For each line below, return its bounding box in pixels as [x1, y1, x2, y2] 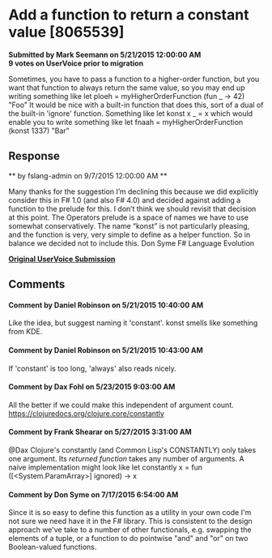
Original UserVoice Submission [8, 254, 116, 264]
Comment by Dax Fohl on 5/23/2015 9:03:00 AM [8, 382, 176, 392]
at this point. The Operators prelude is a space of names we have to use [8, 212, 249, 222]
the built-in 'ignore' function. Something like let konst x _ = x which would [8, 108, 253, 118]
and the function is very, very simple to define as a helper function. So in [8, 230, 251, 239]
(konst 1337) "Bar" [8, 126, 70, 135]
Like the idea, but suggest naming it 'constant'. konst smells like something [8, 318, 258, 328]
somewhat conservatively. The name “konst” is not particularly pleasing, [8, 221, 250, 230]
